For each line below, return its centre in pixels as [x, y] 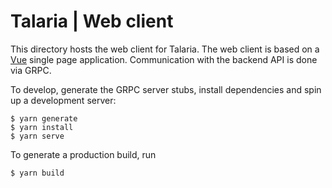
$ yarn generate [44, 118]
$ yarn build [37, 173]
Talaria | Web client [92, 21]
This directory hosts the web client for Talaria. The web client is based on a [165, 49]
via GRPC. [31, 70]
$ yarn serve [37, 136]
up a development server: [63, 100]
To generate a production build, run [83, 154]
